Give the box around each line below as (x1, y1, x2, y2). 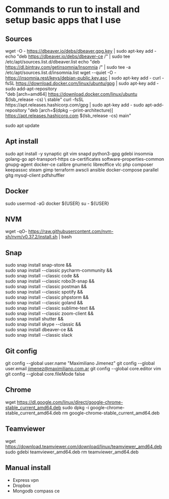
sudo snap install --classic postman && (5, 283, 87, 290)
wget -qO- (5, 228, 27, 234)
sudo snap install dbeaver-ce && (5, 327, 74, 333)
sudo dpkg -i (62, 404, 89, 410)
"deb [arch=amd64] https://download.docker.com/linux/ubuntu (5, 91, 138, 97)
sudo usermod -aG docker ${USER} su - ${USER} (5, 200, 109, 206)
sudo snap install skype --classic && (5, 321, 81, 328)
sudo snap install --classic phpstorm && (5, 294, 89, 300)
